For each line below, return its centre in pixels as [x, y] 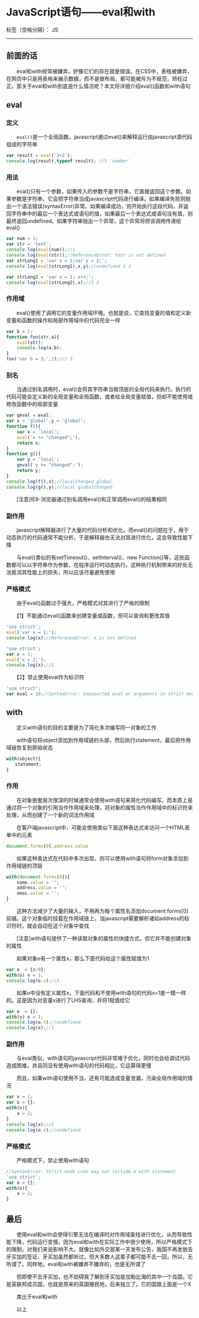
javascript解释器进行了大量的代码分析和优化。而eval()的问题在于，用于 [103, 530]
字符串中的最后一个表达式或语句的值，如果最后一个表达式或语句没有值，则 [102, 213]
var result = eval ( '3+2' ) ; [39, 156]
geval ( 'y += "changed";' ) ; [50, 465]
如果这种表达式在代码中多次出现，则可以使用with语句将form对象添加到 [102, 858]
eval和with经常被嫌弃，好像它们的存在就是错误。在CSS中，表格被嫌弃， [104, 71]
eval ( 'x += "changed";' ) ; [49, 437]
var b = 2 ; [20, 331]
